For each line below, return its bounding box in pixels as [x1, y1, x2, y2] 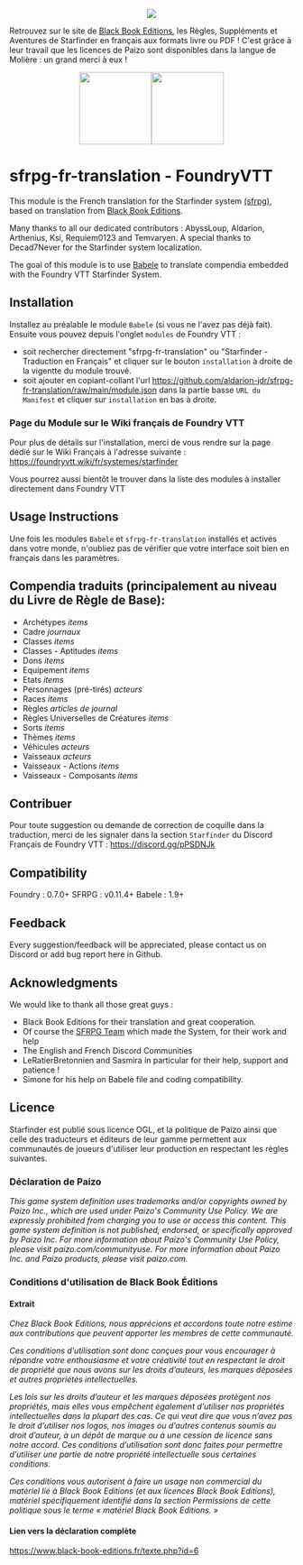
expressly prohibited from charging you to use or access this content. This [9, 1215, 287, 1226]
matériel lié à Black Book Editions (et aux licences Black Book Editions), [9, 1486, 277, 1496]
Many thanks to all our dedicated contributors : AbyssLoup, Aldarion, [9, 222, 265, 234]
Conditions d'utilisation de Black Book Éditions [9, 1275, 218, 1288]
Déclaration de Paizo [9, 1175, 102, 1188]
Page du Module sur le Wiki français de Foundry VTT [9, 416, 245, 428]
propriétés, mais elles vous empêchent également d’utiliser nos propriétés [9, 1401, 285, 1412]
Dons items [22, 655, 65, 666]
